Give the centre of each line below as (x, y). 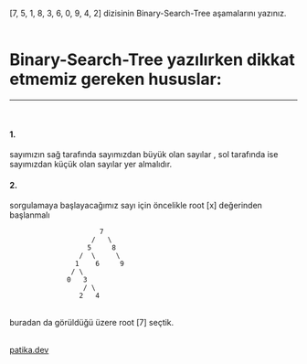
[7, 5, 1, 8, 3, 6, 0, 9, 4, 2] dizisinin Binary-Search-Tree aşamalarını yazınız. (148, 13)
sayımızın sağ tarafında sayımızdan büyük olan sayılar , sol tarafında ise (144, 155)
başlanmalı (30, 215)
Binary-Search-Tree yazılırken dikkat (152, 60)
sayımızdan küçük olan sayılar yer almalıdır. (91, 165)
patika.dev (29, 350)
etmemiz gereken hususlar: (116, 79)
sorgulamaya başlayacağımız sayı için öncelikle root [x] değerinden (136, 206)
